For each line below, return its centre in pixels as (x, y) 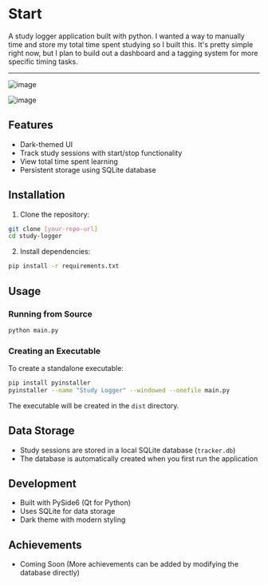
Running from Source (51, 314)
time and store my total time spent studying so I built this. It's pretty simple (131, 44)
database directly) (49, 573)
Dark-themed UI (46, 144)
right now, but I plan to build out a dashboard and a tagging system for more (133, 53)
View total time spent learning (69, 161)
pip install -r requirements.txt (64, 266)
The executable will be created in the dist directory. (94, 405)
